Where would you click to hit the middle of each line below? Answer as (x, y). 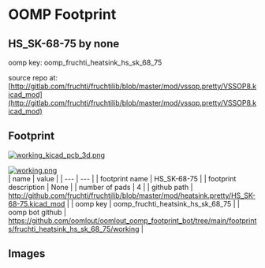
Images (27, 254)
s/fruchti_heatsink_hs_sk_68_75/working (74, 229)
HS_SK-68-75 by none (64, 44)
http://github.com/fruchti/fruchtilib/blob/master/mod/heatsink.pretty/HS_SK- (132, 195)
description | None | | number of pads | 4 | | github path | (101, 187)
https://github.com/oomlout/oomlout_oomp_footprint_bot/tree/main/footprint (132, 220)
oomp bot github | (37, 212)
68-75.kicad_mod (37, 203)
